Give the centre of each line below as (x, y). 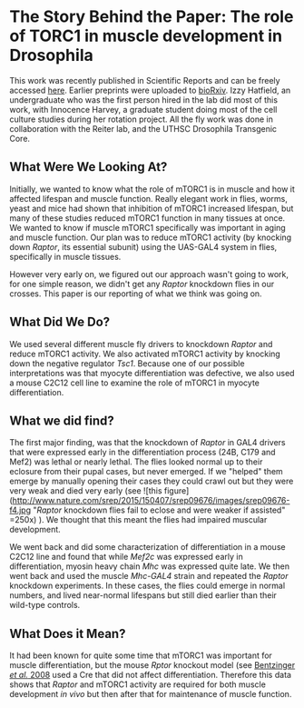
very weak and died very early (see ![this (86, 491)
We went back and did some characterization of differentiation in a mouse (147, 547)
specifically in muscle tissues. (65, 256)
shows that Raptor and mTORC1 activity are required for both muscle (137, 684)
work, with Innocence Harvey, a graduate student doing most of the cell (143, 109)
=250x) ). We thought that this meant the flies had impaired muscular (138, 520)
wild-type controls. (45, 605)
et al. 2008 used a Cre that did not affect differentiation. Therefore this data (151, 675)
